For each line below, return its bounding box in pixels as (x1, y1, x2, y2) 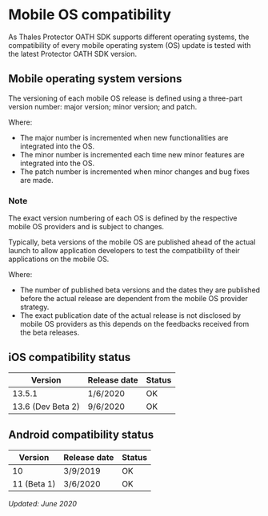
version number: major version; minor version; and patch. (8, 101, 198, 111)
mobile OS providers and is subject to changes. (8, 222, 165, 232)
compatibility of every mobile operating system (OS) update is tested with (8, 40, 251, 50)
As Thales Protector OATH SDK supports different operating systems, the (8, 32, 250, 42)
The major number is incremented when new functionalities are (19, 133, 229, 142)
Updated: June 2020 (8, 498, 78, 508)
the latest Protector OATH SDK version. (8, 49, 138, 58)
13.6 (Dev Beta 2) (12, 401, 80, 412)
